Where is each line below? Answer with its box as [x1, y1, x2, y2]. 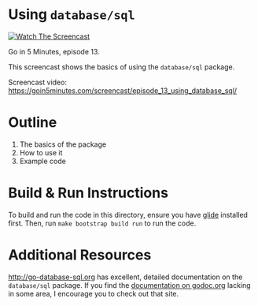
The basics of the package [19, 140, 107, 149]
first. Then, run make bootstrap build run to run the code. [8, 218, 197, 228]
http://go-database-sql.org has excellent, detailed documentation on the [8, 272, 243, 282]
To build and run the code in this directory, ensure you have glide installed [8, 210, 248, 219]
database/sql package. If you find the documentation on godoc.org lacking [8, 280, 251, 289]
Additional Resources [8, 246, 152, 263]
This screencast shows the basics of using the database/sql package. [8, 62, 235, 72]
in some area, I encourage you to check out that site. [8, 289, 179, 298]
